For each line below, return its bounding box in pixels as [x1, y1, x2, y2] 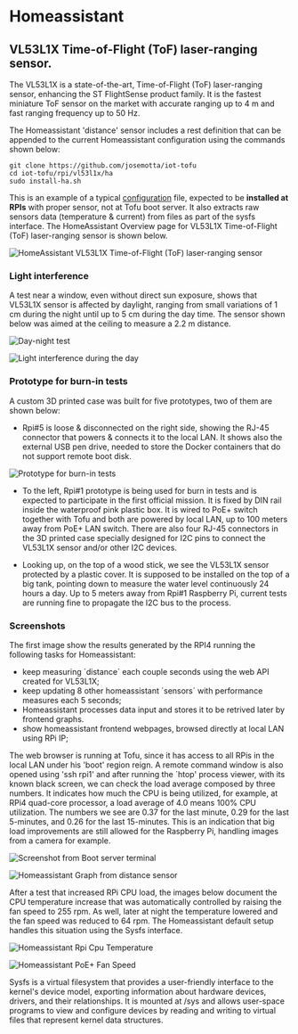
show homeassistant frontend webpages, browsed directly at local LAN [21, 723, 285, 734]
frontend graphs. [21, 713, 85, 724]
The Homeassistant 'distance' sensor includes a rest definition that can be [9, 125, 282, 135]
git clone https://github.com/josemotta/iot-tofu [9, 161, 197, 170]
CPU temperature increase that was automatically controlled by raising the [9, 896, 282, 907]
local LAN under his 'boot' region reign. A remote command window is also [9, 759, 284, 770]
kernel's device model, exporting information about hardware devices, [9, 986, 267, 997]
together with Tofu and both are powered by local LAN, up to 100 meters [21, 513, 288, 524]
